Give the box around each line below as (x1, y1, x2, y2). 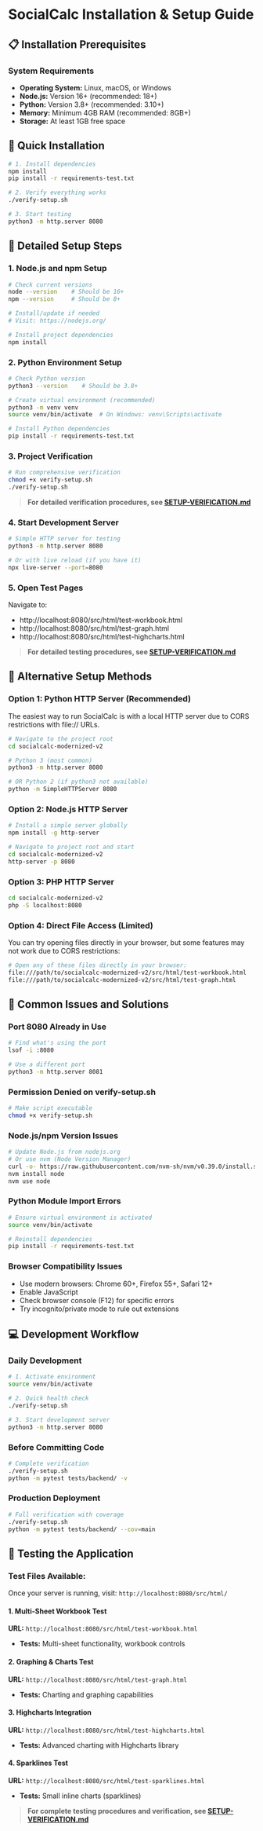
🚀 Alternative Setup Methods (8, 670, 153, 683)
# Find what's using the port (8, 1039, 107, 1047)
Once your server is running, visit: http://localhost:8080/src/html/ (8, 1588, 229, 1598)
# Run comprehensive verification (8, 469, 121, 477)
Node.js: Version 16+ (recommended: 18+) (19, 91, 158, 101)
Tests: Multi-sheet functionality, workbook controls (19, 1639, 186, 1649)
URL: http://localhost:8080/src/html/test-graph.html (8, 1675, 188, 1684)
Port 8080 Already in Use (8, 1021, 107, 1032)
